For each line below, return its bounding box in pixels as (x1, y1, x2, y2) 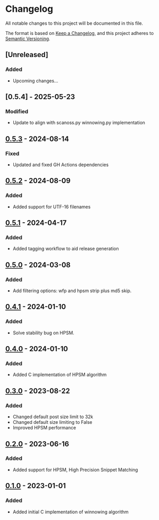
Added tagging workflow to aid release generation (12, 245, 119, 252)
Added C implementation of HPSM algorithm (12, 371, 107, 378)
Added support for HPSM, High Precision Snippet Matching (12, 467, 138, 473)
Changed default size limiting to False (12, 419, 92, 425)
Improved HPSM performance (12, 425, 76, 431)
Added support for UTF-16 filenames (12, 204, 91, 210)
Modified (5, 107, 29, 115)
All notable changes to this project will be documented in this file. (5, 20, 144, 26)
